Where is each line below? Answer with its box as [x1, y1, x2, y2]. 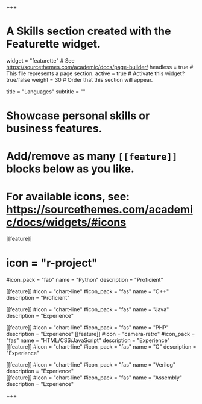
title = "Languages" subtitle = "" [6, 88, 86, 95]
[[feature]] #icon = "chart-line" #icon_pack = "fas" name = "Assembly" [6, 374, 183, 381]
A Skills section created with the [6, 25, 171, 38]
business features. [6, 122, 103, 135]
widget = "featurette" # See [6, 57, 75, 64]
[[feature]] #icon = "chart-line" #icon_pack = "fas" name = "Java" [6, 306, 169, 313]
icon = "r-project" [6, 256, 98, 270]
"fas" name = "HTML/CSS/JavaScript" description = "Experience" [6, 337, 170, 344]
